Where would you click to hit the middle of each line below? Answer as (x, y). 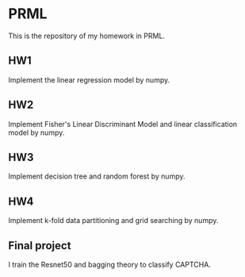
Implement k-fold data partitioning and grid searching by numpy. (113, 221)
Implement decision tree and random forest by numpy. (97, 176)
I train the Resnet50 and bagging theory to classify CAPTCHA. (110, 264)
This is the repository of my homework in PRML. (86, 36)
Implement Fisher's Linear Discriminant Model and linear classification (123, 124)
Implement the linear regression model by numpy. (89, 79)
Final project (40, 246)
